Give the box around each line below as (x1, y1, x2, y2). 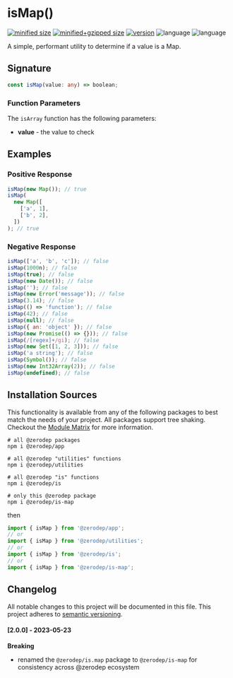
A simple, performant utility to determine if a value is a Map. (7, 42, 181, 50)
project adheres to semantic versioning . (7, 609, 123, 618)
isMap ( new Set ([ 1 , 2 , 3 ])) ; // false (7, 343, 119, 351)
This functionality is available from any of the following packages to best (7, 408, 218, 416)
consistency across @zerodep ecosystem (17, 662, 140, 671)
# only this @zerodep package (7, 492, 97, 499)
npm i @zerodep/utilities (7, 461, 83, 468)
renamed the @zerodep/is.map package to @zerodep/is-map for (17, 655, 198, 664)
